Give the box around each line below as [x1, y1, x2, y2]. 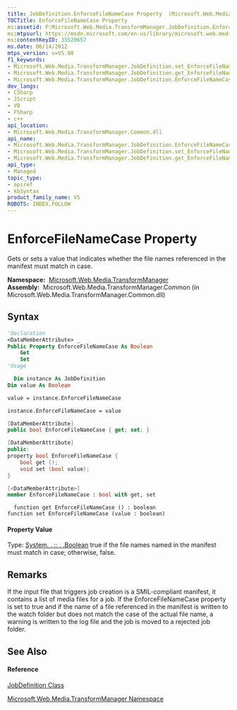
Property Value [7, 525, 53, 534]
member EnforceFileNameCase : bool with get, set [7, 491, 157, 498]
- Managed [7, 167, 37, 175]
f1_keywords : [7, 56, 46, 64]
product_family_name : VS [7, 194, 80, 201]
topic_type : [7, 174, 42, 181]
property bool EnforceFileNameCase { [7, 452, 119, 459]
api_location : [7, 121, 49, 129]
